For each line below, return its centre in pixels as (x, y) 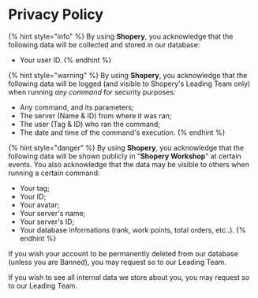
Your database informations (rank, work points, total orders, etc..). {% (133, 229)
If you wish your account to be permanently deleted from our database (123, 253)
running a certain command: (54, 173)
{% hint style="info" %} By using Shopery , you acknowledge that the (121, 36)
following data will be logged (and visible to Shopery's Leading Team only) (129, 84)
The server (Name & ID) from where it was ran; (95, 115)
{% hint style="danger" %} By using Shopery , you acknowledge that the (126, 147)
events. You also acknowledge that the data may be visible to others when (129, 164)
